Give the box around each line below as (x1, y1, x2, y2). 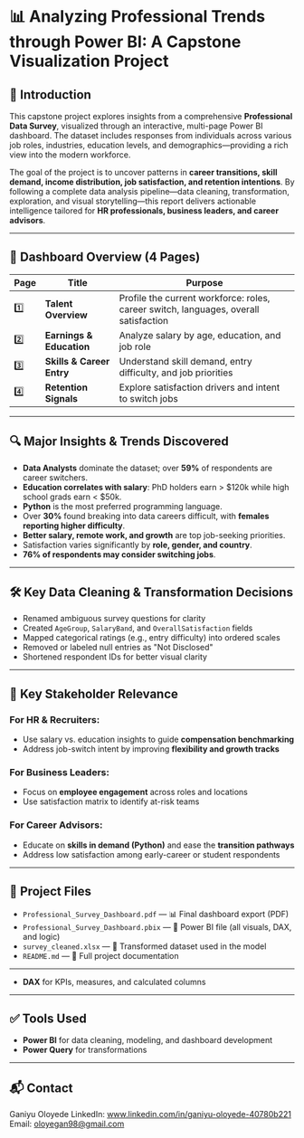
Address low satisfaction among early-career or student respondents (22, 849, 280, 859)
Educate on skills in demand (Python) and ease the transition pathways (22, 839, 295, 850)
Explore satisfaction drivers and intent (119, 381, 280, 394)
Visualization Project (9, 51, 169, 71)
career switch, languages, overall (119, 303, 260, 316)
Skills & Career (44, 355, 110, 367)
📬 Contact (9, 1080, 73, 1095)
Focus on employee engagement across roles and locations (22, 787, 249, 798)
